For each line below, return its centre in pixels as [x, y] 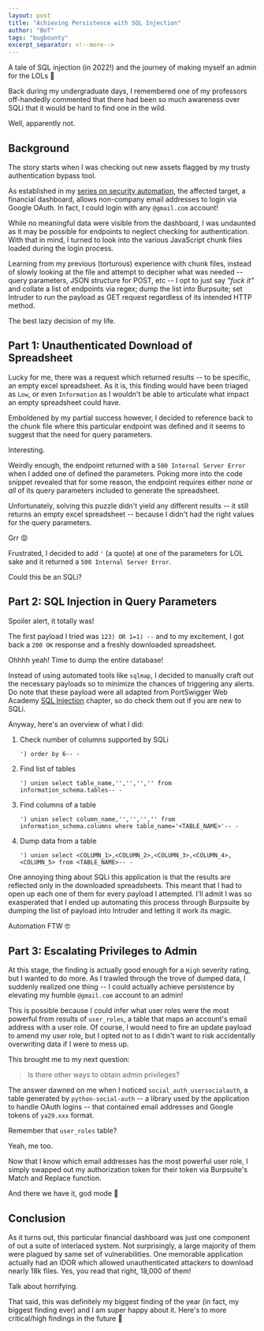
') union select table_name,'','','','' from [95, 783]
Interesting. [27, 450]
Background [39, 148]
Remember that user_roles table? [63, 1131]
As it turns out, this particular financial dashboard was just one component [129, 1238]
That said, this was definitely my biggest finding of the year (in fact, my [124, 1302]
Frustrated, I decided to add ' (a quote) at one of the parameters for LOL [126, 553]
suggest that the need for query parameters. [80, 434]
